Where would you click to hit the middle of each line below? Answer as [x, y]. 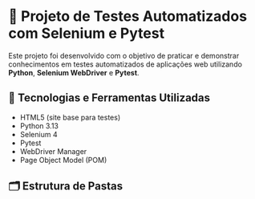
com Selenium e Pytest [87, 33]
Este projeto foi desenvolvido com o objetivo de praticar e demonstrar [124, 55]
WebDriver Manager [53, 151]
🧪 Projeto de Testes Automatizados [127, 16]
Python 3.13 [39, 126]
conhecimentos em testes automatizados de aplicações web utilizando [125, 64]
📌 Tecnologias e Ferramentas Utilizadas [109, 98]
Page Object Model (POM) [63, 160]
